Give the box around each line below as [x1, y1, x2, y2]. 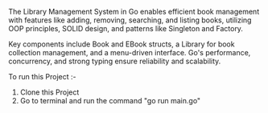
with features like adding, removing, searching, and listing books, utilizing [8, 15, 252, 25]
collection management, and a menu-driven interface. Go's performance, [8, 48, 251, 57]
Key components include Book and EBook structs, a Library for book [8, 39, 235, 49]
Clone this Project [19, 87, 80, 97]
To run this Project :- [8, 72, 76, 81]
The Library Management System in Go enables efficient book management [8, 7, 260, 16]
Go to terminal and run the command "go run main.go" [19, 96, 201, 105]
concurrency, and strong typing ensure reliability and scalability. [8, 56, 221, 66]
